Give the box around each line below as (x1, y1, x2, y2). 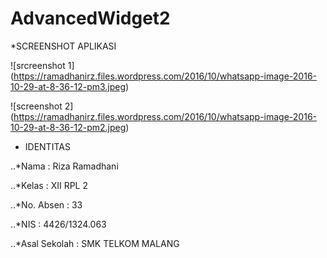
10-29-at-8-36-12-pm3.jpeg (10, 80, 127, 92)
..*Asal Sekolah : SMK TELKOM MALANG (10, 237, 180, 249)
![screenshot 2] (10, 100, 74, 112)
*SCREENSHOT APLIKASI (10, 40, 117, 52)
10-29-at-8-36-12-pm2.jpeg (10, 121, 127, 133)
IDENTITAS (24, 140, 71, 152)
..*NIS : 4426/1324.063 (10, 218, 107, 230)
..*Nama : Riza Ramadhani (10, 160, 119, 172)
